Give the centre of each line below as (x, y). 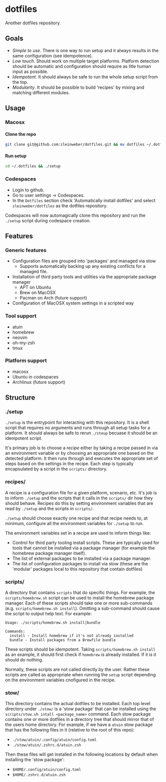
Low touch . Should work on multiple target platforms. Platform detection (86, 61)
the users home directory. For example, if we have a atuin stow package (79, 724)
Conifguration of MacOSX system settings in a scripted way (73, 303)
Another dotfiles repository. (33, 23)
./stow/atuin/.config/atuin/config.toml (54, 740)
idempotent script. (24, 438)
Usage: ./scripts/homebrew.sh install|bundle (53, 623)
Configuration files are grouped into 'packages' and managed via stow (84, 261)
